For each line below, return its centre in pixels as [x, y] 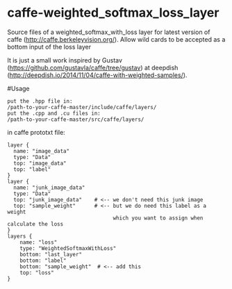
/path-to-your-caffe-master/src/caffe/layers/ [76, 119]
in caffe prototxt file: [36, 132]
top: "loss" [37, 272]
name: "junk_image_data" [49, 188]
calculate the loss [35, 224]
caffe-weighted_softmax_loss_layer [113, 13]
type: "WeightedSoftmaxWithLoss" [68, 248]
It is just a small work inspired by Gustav [65, 60]
